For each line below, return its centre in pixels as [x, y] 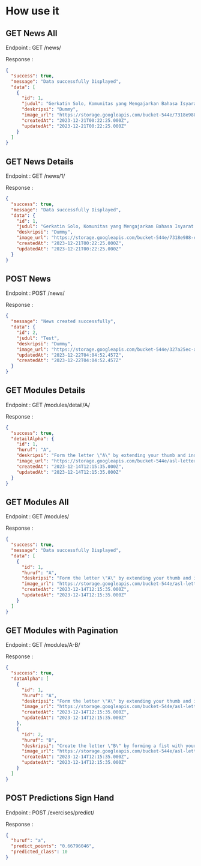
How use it [32, 11]
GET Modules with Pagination [62, 630]
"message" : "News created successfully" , [64, 322]
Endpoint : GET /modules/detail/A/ [48, 405]
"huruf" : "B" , [39, 740]
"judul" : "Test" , [38, 338]
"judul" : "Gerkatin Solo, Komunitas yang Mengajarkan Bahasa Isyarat [105, 226]
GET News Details [40, 161]
